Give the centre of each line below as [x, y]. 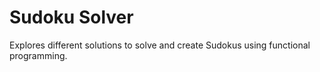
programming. [38, 55]
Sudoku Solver [71, 17]
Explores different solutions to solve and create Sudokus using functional [160, 45]
